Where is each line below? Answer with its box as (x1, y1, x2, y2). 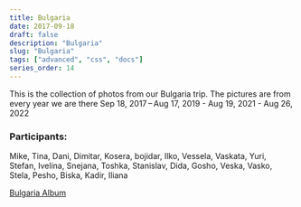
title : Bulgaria (9, 13, 71, 23)
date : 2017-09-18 (9, 22, 75, 31)
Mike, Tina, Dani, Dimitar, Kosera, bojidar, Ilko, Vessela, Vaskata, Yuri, (9, 151, 267, 162)
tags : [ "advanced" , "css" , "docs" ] (9, 55, 144, 64)
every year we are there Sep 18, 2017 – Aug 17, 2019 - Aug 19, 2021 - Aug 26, (9, 98, 294, 108)
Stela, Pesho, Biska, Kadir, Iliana (9, 170, 128, 181)
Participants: (9, 130, 68, 143)
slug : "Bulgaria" (9, 47, 75, 56)
